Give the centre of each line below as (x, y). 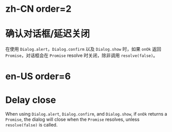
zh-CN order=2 (39, 9)
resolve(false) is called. (32, 125)
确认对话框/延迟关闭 (47, 34)
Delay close (31, 100)
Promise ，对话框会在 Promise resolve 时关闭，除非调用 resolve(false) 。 (82, 56)
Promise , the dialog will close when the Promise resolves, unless (72, 119)
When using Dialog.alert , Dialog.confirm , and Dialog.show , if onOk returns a (86, 114)
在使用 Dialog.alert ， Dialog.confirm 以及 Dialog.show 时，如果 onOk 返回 (83, 49)
